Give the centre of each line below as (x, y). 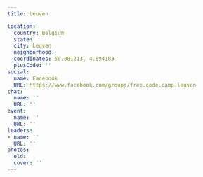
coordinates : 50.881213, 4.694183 (64, 59)
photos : (19, 150)
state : (23, 39)
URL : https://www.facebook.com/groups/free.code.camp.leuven (105, 85)
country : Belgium (39, 33)
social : (19, 72)
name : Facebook (36, 78)
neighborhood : (34, 52)
